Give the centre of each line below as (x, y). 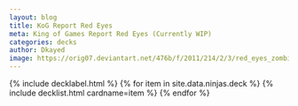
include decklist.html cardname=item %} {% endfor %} (110, 93)
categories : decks (43, 42)
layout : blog (33, 17)
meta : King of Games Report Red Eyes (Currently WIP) (111, 34)
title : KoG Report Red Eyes (61, 26)
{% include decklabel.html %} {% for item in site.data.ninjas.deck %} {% (141, 83)
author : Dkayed (37, 50)
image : (21, 58)
